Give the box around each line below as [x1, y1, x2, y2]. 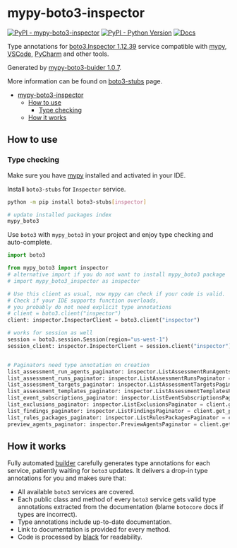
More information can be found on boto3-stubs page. [7, 76, 163, 86]
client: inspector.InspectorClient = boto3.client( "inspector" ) [7, 317, 200, 324]
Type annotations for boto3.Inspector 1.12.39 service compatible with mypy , [7, 42, 227, 50]
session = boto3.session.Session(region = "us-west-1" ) [7, 336, 169, 343]
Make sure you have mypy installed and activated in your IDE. [7, 171, 186, 180]
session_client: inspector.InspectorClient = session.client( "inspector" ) [7, 342, 232, 349]
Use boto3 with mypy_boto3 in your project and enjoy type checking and [7, 231, 214, 239]
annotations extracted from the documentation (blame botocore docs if [17, 503, 224, 511]
